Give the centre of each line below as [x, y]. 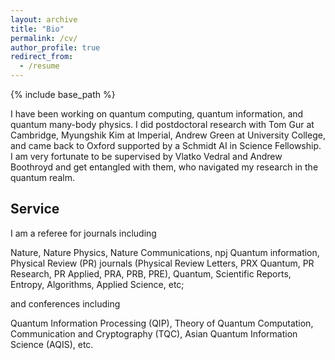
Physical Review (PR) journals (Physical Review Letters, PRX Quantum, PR [162, 263]
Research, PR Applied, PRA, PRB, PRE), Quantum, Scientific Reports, [151, 273]
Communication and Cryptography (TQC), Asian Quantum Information [154, 333]
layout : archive [44, 19]
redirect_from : [42, 57]
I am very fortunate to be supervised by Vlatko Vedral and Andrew [146, 156]
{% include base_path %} [63, 94]
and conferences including [65, 303]
